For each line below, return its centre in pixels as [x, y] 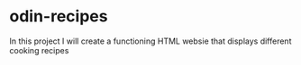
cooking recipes [39, 50]
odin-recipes [59, 16]
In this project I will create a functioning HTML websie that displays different [150, 41]
